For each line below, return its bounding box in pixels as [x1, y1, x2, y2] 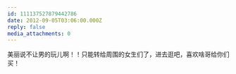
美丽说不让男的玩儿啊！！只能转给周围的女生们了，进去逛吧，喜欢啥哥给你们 [7, 50, 230, 58]
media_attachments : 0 [7, 30, 71, 37]
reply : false [7, 23, 46, 30]
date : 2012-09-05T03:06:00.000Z [7, 17, 102, 24]
